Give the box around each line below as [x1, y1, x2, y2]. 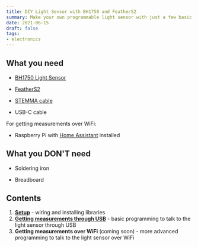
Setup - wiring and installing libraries [14, 209, 106, 216]
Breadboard [14, 176, 44, 183]
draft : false [6, 25, 39, 31]
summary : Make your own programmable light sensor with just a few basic [6, 14, 193, 20]
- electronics [6, 36, 41, 42]
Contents [6, 194, 41, 204]
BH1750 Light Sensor [14, 74, 66, 81]
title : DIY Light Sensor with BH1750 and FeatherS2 [6, 8, 136, 15]
